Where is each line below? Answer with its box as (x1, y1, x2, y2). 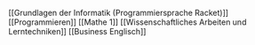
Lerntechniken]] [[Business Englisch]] (8, 26, 147, 36)
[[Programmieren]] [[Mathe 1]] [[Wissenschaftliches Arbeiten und (8, 17, 247, 27)
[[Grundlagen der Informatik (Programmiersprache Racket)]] (8, 8, 228, 18)
